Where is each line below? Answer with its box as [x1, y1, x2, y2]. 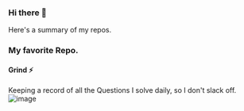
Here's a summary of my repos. [8, 25, 112, 35]
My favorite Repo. [8, 45, 79, 56]
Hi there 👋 [8, 7, 48, 18]
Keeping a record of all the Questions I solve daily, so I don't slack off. [8, 86, 237, 95]
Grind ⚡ [8, 65, 34, 75]
